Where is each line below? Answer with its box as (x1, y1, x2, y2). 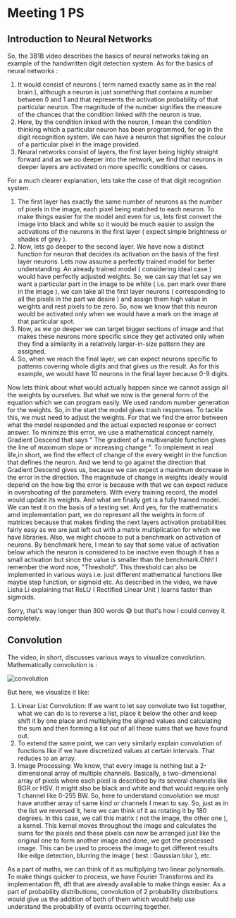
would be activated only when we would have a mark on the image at (17, 310, 218, 318)
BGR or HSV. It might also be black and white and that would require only (17, 783, 229, 792)
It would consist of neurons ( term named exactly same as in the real (17, 80, 217, 89)
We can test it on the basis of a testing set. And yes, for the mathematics (7, 503, 218, 511)
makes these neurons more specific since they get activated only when (17, 333, 225, 340)
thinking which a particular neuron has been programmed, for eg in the (17, 125, 223, 133)
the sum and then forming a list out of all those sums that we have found (17, 724, 228, 732)
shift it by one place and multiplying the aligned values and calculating (17, 717, 222, 725)
